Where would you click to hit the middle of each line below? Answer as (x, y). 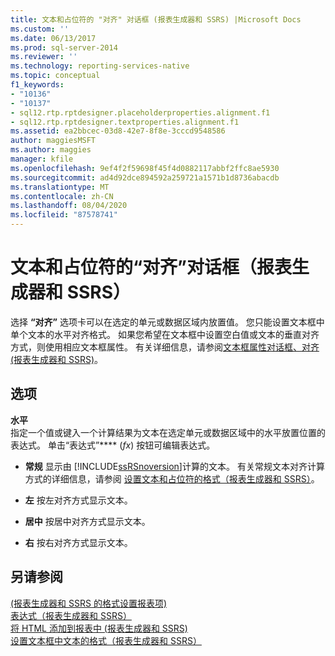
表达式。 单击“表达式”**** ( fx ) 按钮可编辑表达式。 (113, 445)
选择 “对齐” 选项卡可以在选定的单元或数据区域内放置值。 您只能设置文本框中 (167, 322)
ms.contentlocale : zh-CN (62, 196)
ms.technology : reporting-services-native (100, 66)
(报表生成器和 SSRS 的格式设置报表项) (89, 603)
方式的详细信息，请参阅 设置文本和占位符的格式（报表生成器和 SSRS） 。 (172, 478)
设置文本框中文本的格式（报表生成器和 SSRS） (106, 640)
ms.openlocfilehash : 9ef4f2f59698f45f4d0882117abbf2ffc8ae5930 (145, 168)
